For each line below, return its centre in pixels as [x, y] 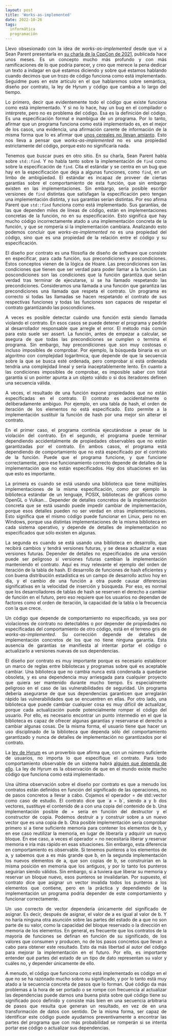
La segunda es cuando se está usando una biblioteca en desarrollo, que [86, 543]
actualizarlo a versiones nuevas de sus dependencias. [62, 651]
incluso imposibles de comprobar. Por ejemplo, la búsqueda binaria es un [86, 350]
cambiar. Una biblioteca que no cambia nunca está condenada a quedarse [86, 672]
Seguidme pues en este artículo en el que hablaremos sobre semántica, [86, 81]
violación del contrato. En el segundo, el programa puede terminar [86, 435]
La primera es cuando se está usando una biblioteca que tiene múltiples [86, 484]
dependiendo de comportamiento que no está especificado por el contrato [86, 452]
